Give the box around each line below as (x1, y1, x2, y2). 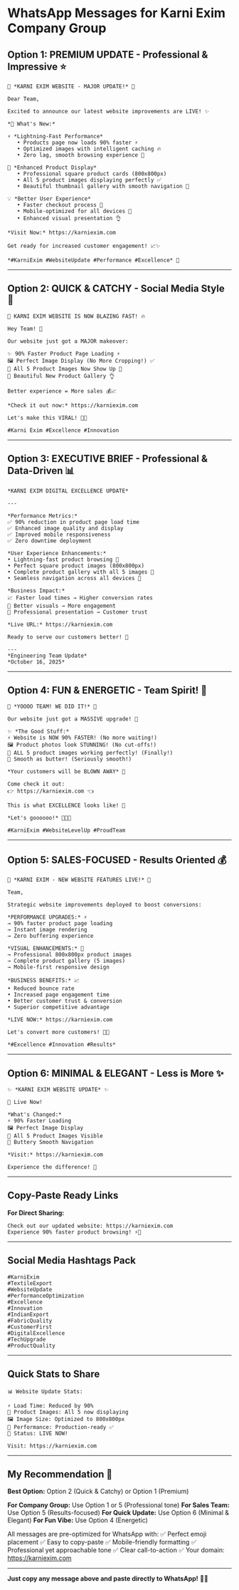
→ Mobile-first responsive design (7, 964, 110, 971)
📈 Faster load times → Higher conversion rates (7, 594, 153, 602)
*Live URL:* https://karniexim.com (7, 621, 113, 628)
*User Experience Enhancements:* (7, 549, 107, 557)
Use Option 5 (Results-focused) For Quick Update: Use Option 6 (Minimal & (7, 1509, 230, 1517)
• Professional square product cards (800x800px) (16, 170, 167, 177)
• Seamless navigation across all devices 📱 (7, 574, 142, 582)
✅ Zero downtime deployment (7, 537, 92, 544)
